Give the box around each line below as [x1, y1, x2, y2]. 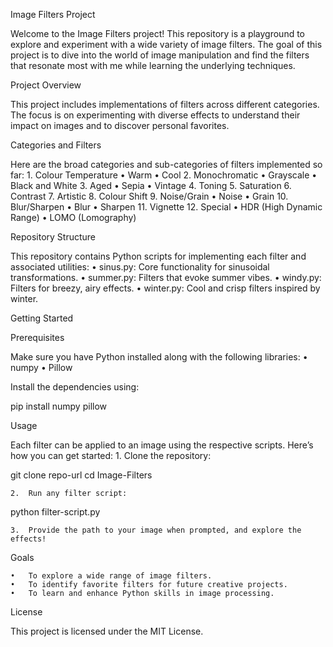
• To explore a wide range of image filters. [10, 571, 213, 581]
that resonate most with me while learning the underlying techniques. [10, 60, 296, 71]
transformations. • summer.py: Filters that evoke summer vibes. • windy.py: [10, 272, 322, 283]
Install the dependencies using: [10, 381, 140, 393]
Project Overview [10, 79, 82, 91]
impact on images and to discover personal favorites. [10, 120, 230, 131]
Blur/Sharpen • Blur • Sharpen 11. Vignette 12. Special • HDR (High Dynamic [10, 201, 323, 213]
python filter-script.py [10, 506, 101, 518]
